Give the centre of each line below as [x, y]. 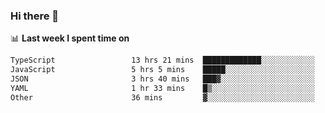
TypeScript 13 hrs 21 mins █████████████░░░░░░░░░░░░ [162, 60]
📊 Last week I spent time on [70, 38]
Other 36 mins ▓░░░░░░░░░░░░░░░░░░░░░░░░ [162, 97]
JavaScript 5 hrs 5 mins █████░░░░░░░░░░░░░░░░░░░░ [162, 70]
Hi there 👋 [35, 16]
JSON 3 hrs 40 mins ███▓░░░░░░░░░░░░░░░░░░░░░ [162, 79]
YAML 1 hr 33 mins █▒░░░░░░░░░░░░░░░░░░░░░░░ [162, 88]
